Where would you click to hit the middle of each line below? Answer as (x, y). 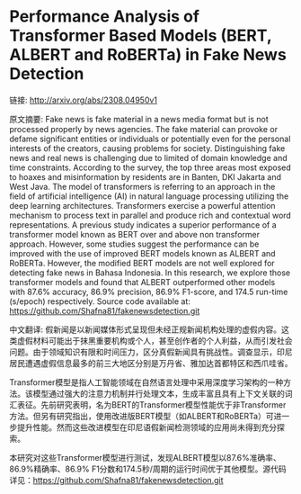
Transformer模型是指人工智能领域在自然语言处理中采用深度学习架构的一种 (146, 382)
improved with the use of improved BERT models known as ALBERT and (142, 253)
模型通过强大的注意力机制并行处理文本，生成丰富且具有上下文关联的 (159, 393)
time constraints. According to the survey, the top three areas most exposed (150, 167)
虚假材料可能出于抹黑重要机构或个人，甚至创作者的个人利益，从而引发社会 (155, 340)
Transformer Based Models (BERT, (141, 36)
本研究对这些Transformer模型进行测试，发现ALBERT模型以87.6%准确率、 (145, 457)
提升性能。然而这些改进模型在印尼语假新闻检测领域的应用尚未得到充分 (146, 427)
